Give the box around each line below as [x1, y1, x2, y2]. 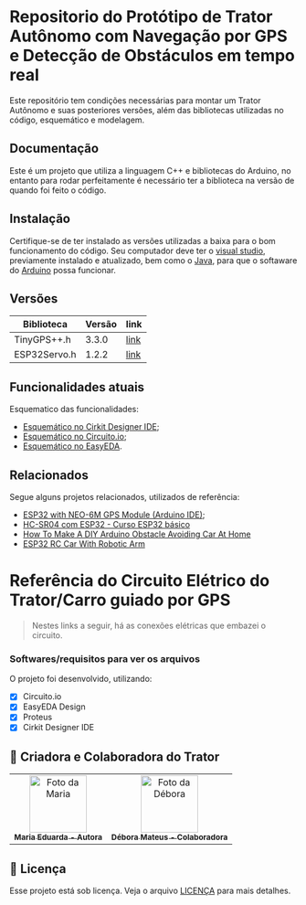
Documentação [9, 141, 99, 156]
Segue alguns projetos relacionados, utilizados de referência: [9, 492, 240, 502]
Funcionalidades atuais [9, 379, 144, 395]
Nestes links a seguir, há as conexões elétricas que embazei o [31, 620, 267, 631]
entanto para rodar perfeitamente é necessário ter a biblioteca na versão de [9, 175, 295, 186]
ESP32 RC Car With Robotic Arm [22, 538, 146, 549]
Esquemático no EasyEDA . [22, 441, 122, 452]
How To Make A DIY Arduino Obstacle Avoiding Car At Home [22, 528, 251, 539]
